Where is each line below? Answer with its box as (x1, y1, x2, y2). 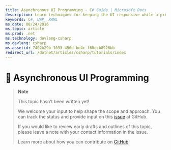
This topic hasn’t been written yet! (17, 99, 90, 105)
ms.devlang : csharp (5, 41, 47, 46)
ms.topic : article (5, 26, 44, 32)
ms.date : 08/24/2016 (5, 21, 49, 27)
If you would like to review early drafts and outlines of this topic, (17, 124, 152, 130)
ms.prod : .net (5, 31, 36, 36)
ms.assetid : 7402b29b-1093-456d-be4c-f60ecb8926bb (5, 45, 115, 50)
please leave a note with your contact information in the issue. (17, 129, 149, 135)
